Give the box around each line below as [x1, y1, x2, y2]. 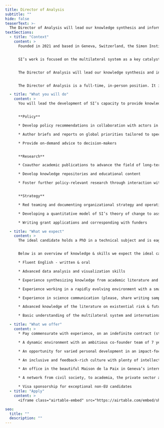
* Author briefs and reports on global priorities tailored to [18, 132, 150, 137]
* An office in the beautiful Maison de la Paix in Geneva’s [18, 366, 145, 372]
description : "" [9, 416, 42, 421]
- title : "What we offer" [9, 322, 62, 327]
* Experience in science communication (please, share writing [18, 295, 150, 301]
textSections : [5, 30, 34, 35]
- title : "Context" [9, 35, 49, 40]
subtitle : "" [5, 12, 32, 17]
